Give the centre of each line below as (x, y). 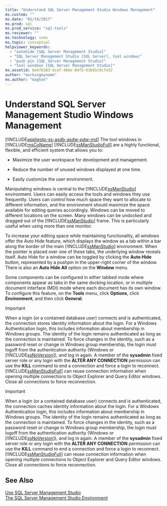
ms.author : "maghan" (27, 79)
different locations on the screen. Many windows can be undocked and (78, 215)
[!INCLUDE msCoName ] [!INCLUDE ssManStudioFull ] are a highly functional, (82, 144)
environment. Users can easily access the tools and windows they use (77, 194)
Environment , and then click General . (44, 298)
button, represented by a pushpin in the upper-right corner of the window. (81, 262)
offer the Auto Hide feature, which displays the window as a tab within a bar (83, 241)
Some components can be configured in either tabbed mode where (74, 277)
